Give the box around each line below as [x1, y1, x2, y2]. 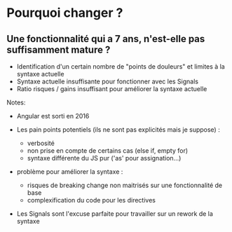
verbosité [27, 139, 55, 147]
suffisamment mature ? [6, 43, 111, 55]
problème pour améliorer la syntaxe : [16, 168, 123, 176]
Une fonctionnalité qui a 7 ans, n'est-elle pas [6, 33, 205, 45]
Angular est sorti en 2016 [16, 112, 90, 120]
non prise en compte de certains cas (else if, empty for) [27, 146, 189, 155]
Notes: [6, 98, 26, 107]
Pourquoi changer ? [6, 5, 123, 21]
